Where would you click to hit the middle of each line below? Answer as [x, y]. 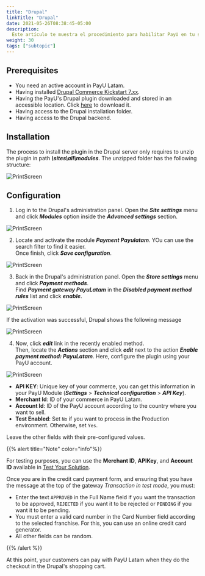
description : [23, 29]
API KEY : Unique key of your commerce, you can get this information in [105, 386]
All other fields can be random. [54, 536]
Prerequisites [32, 71]
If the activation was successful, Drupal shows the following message [94, 320]
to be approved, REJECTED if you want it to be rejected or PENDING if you [103, 504]
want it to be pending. [43, 510]
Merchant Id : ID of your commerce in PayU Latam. [78, 399]
